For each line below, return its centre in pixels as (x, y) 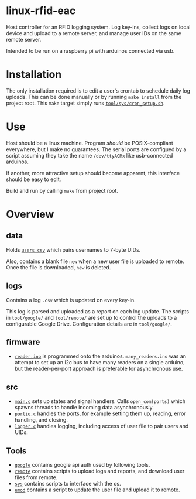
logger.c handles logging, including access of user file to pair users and (102, 426)
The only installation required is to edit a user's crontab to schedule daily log (98, 90)
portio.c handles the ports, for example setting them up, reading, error (100, 413)
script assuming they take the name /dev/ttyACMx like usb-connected (90, 155)
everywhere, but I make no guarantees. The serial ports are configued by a (96, 149)
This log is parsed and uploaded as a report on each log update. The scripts (97, 311)
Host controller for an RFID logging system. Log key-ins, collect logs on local (98, 27)
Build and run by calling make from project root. (62, 190)
